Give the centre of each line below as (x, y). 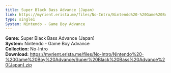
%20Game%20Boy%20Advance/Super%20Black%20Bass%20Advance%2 (85, 60)
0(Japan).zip (19, 65)
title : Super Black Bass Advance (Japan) (50, 10)
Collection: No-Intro (27, 49)
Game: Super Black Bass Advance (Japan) (50, 38)
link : (11, 15)
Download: (17, 54)
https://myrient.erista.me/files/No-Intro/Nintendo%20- (87, 54)
